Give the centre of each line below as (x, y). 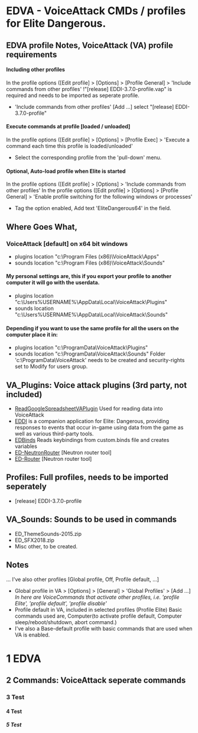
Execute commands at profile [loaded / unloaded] (68, 127)
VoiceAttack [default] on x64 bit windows (67, 244)
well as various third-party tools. (54, 434)
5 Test (14, 725)
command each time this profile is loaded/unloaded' (69, 146)
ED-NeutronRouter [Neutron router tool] (63, 453)
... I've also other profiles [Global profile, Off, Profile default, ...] (83, 579)
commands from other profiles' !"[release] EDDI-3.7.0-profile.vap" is (89, 89)
